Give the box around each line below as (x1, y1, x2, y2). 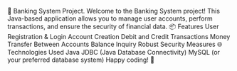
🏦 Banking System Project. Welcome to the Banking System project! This (7, 7, 221, 15)
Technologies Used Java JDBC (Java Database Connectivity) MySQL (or (7, 48, 221, 56)
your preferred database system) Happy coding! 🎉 (7, 55, 155, 64)
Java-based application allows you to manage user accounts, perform (7, 14, 214, 23)
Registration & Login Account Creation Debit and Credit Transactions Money (7, 33, 231, 40)
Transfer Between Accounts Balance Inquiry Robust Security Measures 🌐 (7, 40, 223, 48)
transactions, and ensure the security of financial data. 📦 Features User (7, 22, 219, 31)
